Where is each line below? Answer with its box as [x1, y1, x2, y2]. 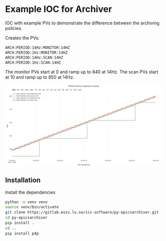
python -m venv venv [5, 199, 48, 205]
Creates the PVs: [5, 35, 40, 41]
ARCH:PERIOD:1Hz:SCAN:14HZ [5, 60, 61, 65]
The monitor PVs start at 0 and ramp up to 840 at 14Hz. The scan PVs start [5, 69, 159, 75]
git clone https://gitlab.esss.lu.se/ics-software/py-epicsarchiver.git [5, 210, 159, 215]
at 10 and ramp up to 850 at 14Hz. [5, 74, 75, 80]
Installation [5, 176, 41, 185]
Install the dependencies [5, 189, 56, 195]
